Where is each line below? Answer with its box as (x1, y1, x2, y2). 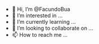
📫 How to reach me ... (11, 32, 68, 38)
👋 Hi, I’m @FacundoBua (11, 6, 71, 12)
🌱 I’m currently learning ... (11, 18, 76, 25)
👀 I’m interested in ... (11, 12, 63, 19)
